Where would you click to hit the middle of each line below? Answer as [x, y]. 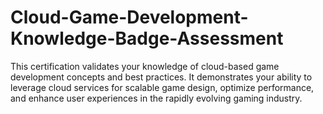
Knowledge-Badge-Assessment [147, 38]
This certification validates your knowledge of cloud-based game [145, 66]
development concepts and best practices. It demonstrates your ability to [161, 77]
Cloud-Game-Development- [129, 17]
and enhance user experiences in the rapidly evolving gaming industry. [156, 98]
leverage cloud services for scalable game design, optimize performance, [162, 87]
